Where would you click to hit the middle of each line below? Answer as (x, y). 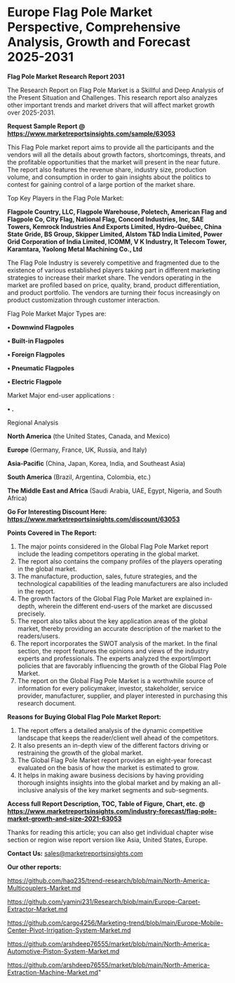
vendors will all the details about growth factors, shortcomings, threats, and (116, 155)
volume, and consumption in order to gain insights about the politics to (109, 177)
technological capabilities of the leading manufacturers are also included (122, 583)
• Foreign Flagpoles (36, 354)
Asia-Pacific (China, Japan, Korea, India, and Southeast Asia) (96, 463)
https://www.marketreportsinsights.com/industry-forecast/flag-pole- (112, 811)
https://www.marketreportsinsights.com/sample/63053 (92, 134)
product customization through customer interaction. (83, 300)
